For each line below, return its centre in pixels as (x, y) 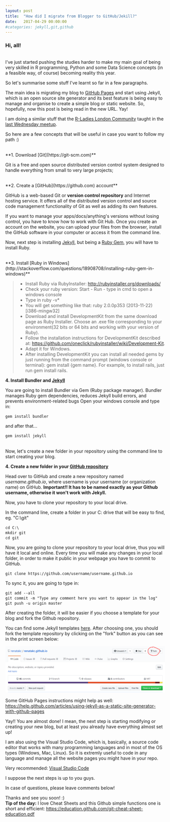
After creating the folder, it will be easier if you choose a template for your (82, 613)
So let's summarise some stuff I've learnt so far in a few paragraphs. (77, 83)
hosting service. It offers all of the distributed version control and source (81, 201)
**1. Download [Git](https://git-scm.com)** (51, 155)
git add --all (20, 593)
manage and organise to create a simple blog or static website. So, (75, 103)
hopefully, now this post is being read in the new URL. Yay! (67, 109)
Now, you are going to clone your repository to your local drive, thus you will (85, 547)
